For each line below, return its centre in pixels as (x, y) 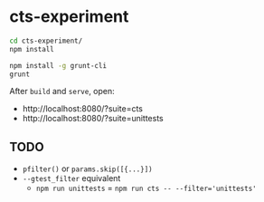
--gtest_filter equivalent (71, 178)
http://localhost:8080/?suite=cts (82, 109)
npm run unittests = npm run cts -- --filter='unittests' (146, 188)
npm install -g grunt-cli (58, 65)
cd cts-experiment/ (46, 41)
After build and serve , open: (62, 91)
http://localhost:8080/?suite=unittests (93, 119)
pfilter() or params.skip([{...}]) (87, 168)
